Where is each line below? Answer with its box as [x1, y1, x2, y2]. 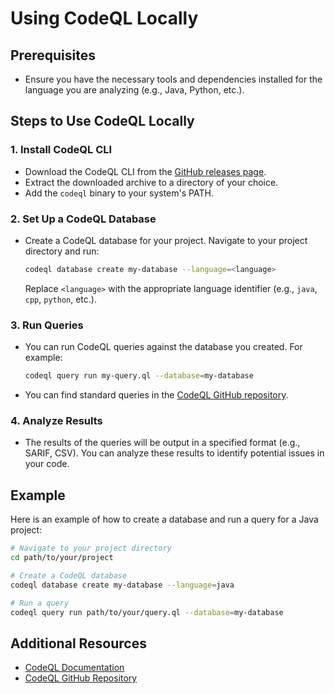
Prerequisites [10, 47, 96, 64]
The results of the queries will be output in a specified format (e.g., [24, 437, 301, 449]
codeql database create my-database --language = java [10, 580, 235, 590]
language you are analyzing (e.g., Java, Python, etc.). [24, 84, 245, 96]
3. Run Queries [10, 318, 84, 332]
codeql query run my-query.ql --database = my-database [24, 371, 254, 381]
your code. [24, 458, 70, 470]
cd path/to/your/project [10, 553, 114, 563]
